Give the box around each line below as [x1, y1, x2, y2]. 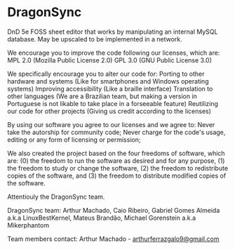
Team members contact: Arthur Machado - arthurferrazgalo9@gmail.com [7, 235, 220, 243]
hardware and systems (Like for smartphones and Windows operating [7, 77, 209, 85]
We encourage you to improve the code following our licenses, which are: [7, 48, 220, 57]
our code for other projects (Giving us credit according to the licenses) [7, 107, 212, 115]
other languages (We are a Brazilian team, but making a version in [7, 92, 198, 100]
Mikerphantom [7, 221, 50, 229]
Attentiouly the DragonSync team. [7, 192, 105, 201]
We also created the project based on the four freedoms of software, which [7, 149, 226, 157]
